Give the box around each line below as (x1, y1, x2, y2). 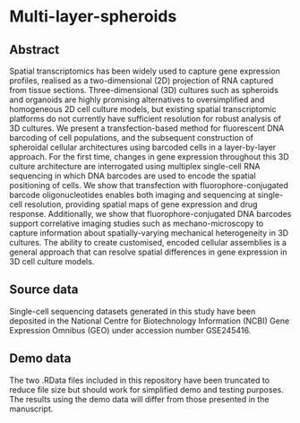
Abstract (9, 42, 60, 57)
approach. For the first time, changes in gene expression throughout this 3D (9, 151, 289, 162)
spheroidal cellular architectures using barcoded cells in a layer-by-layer (9, 142, 277, 152)
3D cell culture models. (9, 256, 95, 266)
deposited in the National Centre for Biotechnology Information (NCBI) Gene (9, 315, 290, 326)
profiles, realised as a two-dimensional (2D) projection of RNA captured (9, 75, 274, 86)
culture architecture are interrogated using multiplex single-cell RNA (9, 161, 261, 171)
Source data (9, 282, 79, 298)
